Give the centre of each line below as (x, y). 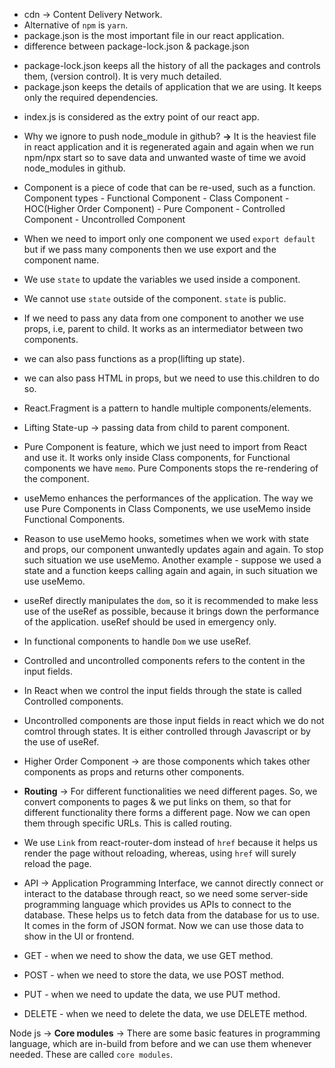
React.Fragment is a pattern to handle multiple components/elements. (167, 408)
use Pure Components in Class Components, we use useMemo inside (167, 508)
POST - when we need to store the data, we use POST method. (154, 975)
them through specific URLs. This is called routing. (127, 823)
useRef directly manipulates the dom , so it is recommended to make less (171, 600)
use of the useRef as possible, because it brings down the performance (171, 611)
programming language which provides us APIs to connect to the (157, 904)
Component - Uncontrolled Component (104, 219)
